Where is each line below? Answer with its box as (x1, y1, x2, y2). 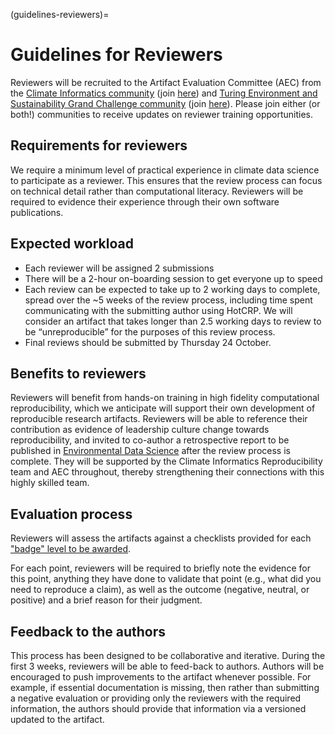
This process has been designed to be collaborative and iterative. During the (10, 650, 326, 661)
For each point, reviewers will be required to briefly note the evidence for (10, 562, 311, 574)
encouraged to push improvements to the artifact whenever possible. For (10, 671, 312, 683)
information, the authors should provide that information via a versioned (10, 703, 307, 714)
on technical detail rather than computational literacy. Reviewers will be (10, 185, 304, 197)
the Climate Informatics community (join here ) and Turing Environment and (10, 87, 318, 99)
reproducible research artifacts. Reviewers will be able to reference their (10, 413, 308, 425)
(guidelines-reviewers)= (10, 9, 110, 20)
